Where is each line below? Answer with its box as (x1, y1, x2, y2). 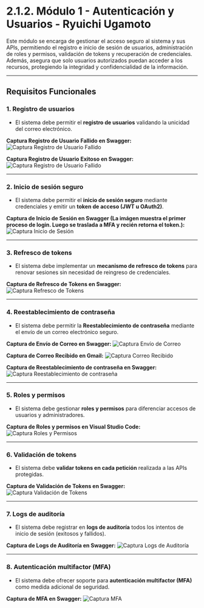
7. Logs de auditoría (6, 510, 65, 519)
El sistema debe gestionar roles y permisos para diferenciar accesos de (15, 405, 196, 412)
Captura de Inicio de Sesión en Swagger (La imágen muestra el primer (6, 214, 186, 222)
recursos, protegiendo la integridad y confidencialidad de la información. (6, 63, 189, 71)
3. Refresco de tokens (6, 248, 72, 257)
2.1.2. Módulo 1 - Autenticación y (6, 4, 175, 18)
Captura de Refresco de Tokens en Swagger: (6, 281, 121, 288)
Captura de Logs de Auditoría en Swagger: (6, 542, 116, 549)
